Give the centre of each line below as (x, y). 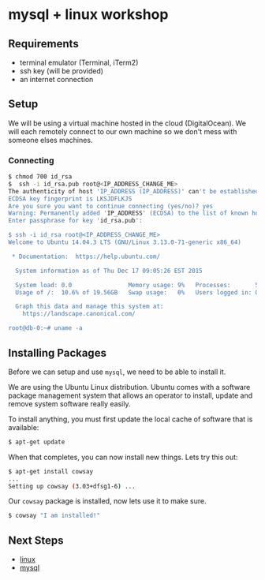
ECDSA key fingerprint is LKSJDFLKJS (70, 199)
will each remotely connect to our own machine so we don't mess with (123, 131)
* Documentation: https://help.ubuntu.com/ (86, 256)
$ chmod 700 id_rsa (40, 177)
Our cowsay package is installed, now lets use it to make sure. (107, 501)
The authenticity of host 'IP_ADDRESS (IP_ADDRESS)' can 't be (112, 191)
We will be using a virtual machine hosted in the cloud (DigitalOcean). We (127, 123)
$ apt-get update (37, 442)
